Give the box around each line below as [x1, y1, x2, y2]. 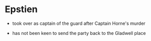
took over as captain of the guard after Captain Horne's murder [12, 20, 146, 26]
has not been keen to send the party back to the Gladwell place [12, 30, 146, 36]
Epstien [5, 4, 38, 15]
